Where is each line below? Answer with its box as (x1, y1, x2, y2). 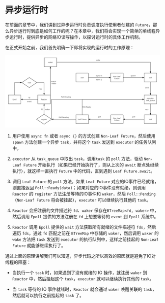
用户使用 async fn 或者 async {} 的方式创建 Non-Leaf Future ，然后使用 (12, 133, 156, 139)
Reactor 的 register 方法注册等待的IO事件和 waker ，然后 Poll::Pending (12, 191, 156, 197)
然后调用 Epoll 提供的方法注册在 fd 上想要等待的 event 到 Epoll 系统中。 (12, 214, 159, 220)
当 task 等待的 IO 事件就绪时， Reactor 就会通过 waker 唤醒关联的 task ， (12, 286, 157, 292)
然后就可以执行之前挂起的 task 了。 (12, 293, 84, 299)
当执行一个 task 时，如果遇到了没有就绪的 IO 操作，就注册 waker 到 (12, 269, 147, 276)
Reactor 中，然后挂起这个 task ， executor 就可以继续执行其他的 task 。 (12, 276, 154, 282)
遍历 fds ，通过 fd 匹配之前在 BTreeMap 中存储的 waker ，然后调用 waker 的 (12, 230, 159, 236)
